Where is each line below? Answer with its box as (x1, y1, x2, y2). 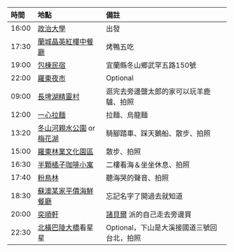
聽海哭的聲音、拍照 (105, 173, 169, 182)
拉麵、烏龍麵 (105, 110, 148, 119)
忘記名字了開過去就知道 (105, 191, 183, 201)
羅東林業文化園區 (37, 147, 94, 156)
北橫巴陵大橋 (37, 223, 80, 232)
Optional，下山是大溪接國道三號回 (105, 223, 217, 232)
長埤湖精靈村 (37, 92, 80, 101)
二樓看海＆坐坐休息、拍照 (105, 160, 190, 170)
